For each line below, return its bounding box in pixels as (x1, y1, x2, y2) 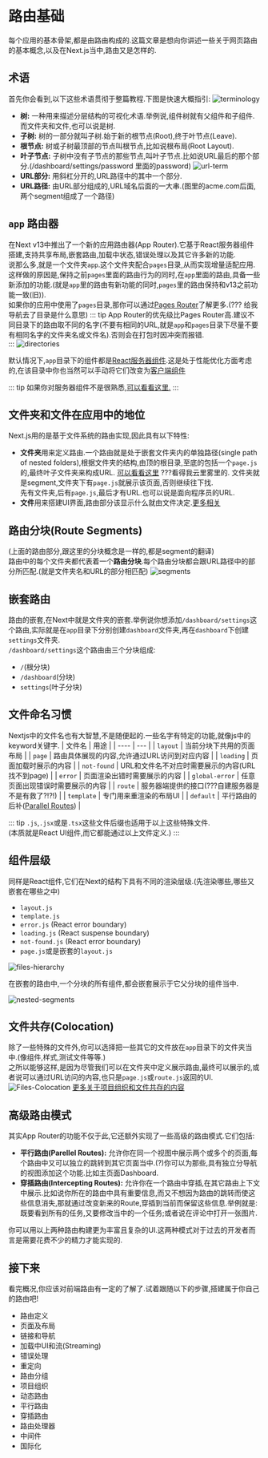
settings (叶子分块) (19, 682, 82, 692)
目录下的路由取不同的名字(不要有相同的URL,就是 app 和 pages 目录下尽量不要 (14, 320, 258, 329)
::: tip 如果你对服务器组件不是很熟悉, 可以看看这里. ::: (8, 382, 179, 392)
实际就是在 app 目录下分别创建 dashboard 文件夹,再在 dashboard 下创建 (31, 625, 250, 634)
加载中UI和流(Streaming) (19, 1341, 102, 1351)
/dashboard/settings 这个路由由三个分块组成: (8, 645, 156, 654)
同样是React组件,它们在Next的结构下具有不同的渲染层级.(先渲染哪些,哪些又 (8, 876, 254, 886)
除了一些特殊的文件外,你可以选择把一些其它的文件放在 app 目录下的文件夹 (8, 1043, 246, 1052)
